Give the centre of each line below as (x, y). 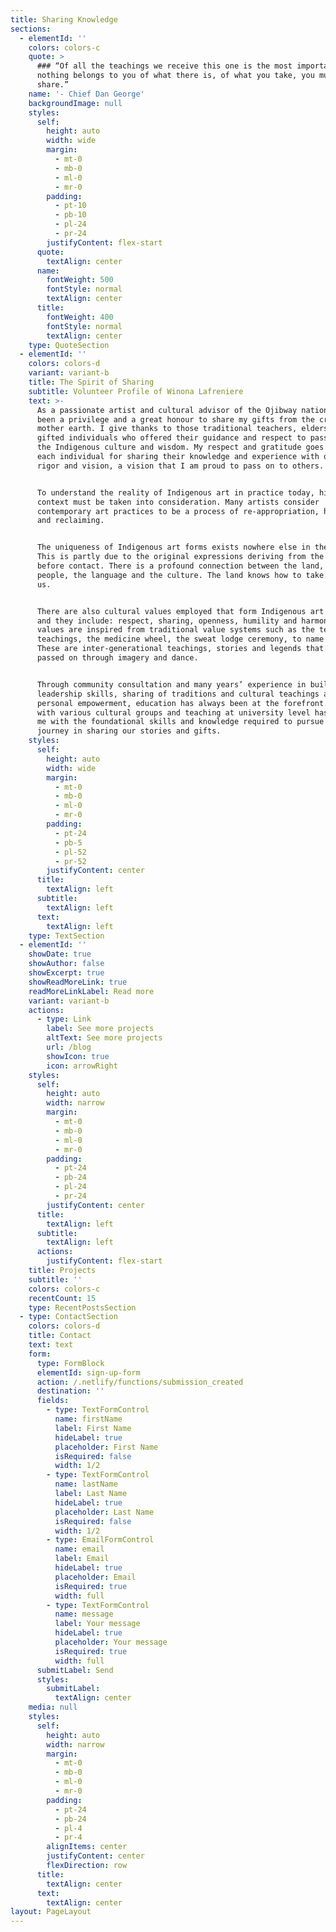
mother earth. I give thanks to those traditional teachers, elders (182, 429)
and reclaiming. (70, 521)
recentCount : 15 (62, 1298)
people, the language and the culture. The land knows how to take (180, 575)
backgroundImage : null (75, 103)
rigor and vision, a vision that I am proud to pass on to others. (180, 466)
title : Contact (60, 1336)
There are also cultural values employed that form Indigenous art (180, 611)
